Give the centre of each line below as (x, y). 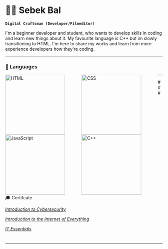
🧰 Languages (21, 66)
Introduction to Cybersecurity (35, 209)
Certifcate (22, 198)
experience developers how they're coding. (50, 49)
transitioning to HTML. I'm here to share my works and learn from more (78, 43)
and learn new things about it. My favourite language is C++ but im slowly (81, 38)
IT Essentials (18, 229)
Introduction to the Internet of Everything (47, 219)
